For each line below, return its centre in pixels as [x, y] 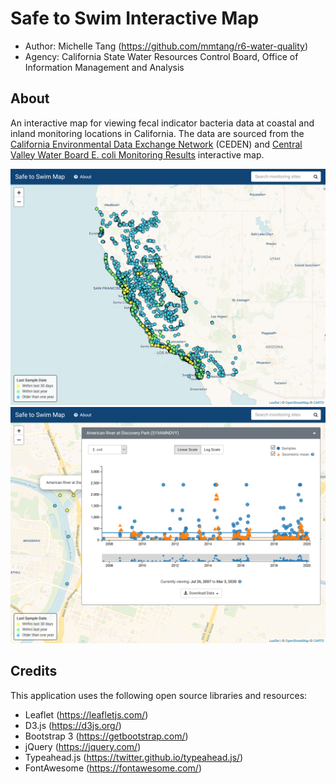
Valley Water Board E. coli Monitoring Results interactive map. [137, 154]
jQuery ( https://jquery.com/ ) [83, 746]
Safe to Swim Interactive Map [135, 18]
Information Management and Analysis [104, 67]
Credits [34, 671]
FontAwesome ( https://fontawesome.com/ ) [113, 768]
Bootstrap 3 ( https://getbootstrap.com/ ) [106, 736]
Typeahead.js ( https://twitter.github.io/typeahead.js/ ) [134, 757]
